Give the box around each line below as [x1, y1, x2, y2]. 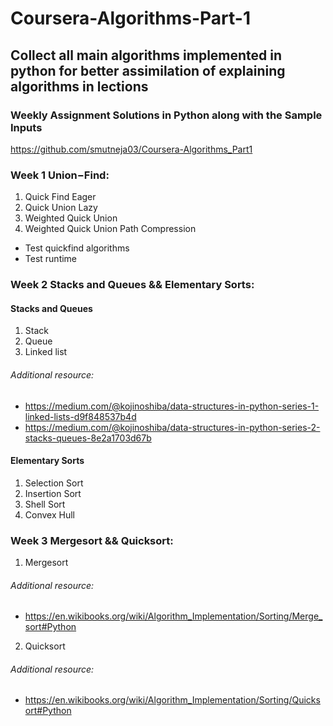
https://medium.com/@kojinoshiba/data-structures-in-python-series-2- [24, 421, 321, 433]
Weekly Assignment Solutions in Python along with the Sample [10, 108, 323, 122]
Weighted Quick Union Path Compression [24, 223, 197, 235]
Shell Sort [24, 498, 66, 510]
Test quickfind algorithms [24, 242, 130, 254]
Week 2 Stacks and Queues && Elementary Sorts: [10, 278, 255, 292]
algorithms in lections [10, 78, 149, 95]
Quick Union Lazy [24, 202, 98, 214]
